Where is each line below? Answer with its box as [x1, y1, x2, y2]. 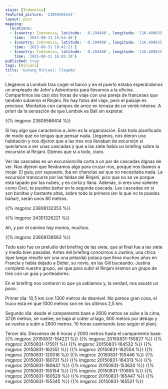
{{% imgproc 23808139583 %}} [5, 234, 71, 240]
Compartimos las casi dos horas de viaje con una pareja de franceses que [5, 92, 158, 98]
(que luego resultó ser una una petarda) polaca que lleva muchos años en [5, 254, 157, 260]
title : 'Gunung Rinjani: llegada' [5, 68, 77, 73]
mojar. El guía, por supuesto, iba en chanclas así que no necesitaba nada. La [5, 169, 163, 175]
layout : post [5, 16, 32, 21]
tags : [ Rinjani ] [5, 63, 39, 68]
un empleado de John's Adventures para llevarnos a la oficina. [5, 87, 134, 92]
